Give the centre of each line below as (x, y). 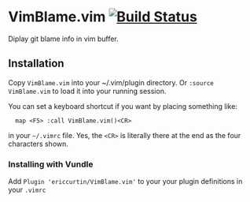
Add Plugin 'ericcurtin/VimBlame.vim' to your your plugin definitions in (125, 181)
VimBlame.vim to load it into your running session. (87, 91)
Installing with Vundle (51, 164)
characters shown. (39, 144)
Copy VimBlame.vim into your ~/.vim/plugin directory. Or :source (111, 82)
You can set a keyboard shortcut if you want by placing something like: (123, 106)
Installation (36, 64)
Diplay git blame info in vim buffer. (64, 39)
